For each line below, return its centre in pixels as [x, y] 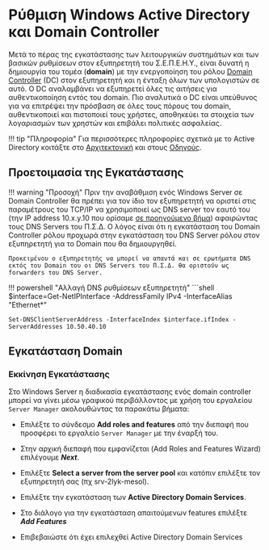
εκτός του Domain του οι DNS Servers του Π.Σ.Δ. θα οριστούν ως [119, 265]
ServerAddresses [36, 326]
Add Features [43, 522]
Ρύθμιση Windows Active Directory [129, 15]
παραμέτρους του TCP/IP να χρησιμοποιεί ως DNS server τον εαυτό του [129, 209]
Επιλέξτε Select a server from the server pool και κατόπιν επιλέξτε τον [140, 473]
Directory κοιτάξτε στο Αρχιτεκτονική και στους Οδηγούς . [105, 147]
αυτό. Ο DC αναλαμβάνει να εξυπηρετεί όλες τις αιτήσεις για [113, 88]
